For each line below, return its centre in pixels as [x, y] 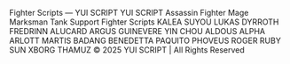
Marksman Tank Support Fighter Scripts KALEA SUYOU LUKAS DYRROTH [144, 22]
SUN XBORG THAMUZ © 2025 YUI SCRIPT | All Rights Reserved [127, 50]
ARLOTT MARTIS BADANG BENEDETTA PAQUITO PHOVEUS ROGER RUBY [145, 40]
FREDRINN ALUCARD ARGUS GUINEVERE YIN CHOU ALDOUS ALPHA [137, 31]
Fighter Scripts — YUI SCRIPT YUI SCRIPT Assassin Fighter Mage [129, 13]
